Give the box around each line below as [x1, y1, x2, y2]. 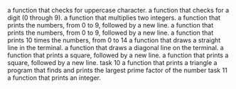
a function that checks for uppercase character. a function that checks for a [7, 6, 230, 14]
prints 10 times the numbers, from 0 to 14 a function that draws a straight [7, 36, 221, 44]
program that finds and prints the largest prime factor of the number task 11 [7, 66, 227, 74]
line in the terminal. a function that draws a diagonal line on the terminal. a [7, 44, 224, 52]
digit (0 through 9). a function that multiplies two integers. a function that [7, 13, 221, 22]
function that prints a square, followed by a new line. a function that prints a [7, 51, 229, 59]
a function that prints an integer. [7, 73, 102, 82]
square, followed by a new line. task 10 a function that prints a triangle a [7, 59, 218, 66]
